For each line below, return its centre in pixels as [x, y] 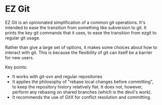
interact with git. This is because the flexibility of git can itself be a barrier [79, 52]
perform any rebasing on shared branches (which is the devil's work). [82, 92]
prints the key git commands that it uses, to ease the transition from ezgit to [81, 33]
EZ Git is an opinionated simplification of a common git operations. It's [75, 22]
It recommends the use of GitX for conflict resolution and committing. [82, 97]
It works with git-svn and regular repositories [57, 76]
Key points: [16, 67]
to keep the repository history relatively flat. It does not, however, [77, 87]
